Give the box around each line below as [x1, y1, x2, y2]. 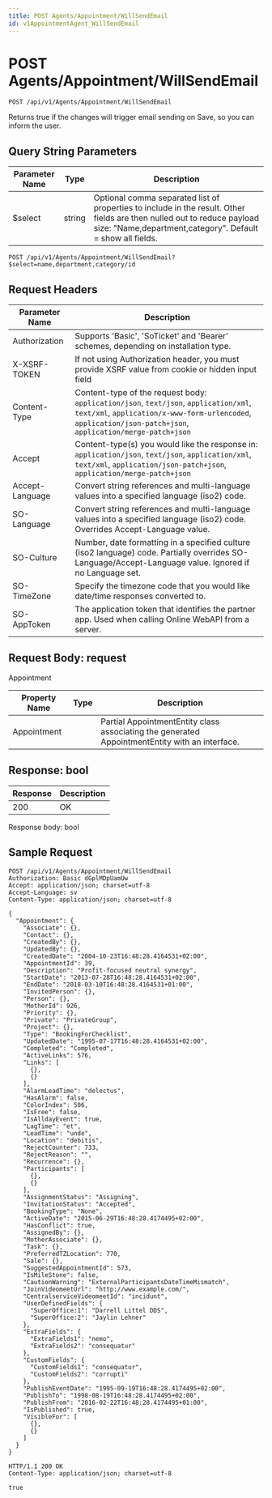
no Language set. [74, 568, 142, 579]
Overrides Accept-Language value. [74, 524, 210, 535]
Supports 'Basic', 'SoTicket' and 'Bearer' [74, 330, 229, 342]
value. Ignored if [187, 557, 250, 568]
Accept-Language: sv [8, 888, 79, 896]
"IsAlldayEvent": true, [23, 1115, 104, 1123]
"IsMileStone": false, [23, 1270, 100, 1279]
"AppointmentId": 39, [23, 959, 96, 968]
